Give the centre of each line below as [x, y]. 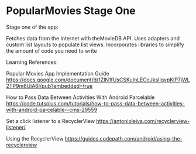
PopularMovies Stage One [71, 11]
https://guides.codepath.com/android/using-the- [123, 138]
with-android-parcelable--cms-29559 [52, 109]
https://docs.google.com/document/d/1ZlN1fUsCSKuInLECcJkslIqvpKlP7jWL [98, 80]
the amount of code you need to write [52, 50]
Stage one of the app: [32, 27]
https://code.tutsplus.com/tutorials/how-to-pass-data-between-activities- [96, 103]
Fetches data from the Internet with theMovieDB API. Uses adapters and [93, 38]
